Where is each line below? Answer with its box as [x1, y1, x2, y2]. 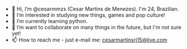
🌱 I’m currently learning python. [11, 18, 88, 24]
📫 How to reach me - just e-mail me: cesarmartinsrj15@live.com [11, 36, 168, 43]
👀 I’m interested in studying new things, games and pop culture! [11, 12, 165, 18]
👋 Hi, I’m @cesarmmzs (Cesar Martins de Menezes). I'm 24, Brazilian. [11, 6, 179, 12]
